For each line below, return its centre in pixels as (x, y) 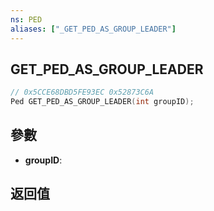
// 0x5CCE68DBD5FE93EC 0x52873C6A (82, 92)
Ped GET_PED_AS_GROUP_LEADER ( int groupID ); (102, 102)
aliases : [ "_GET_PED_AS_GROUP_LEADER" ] (93, 29)
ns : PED (26, 19)
